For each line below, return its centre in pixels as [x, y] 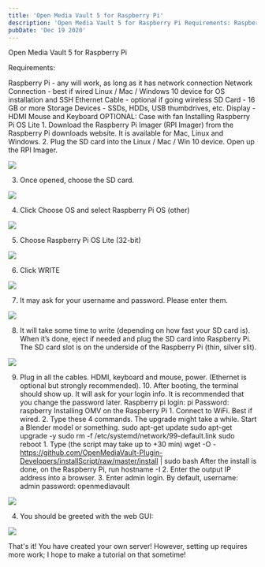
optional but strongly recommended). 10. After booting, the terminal [129, 386]
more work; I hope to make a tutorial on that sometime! [97, 555]
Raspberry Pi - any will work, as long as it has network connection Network [131, 83]
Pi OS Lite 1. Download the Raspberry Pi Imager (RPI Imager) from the [121, 125]
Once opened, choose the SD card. [77, 180]
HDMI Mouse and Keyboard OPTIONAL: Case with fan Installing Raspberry [129, 117]
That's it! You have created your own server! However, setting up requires [128, 546]
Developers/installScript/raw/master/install [89, 461]
